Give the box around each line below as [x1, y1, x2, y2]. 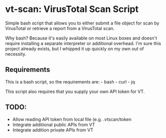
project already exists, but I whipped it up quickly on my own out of [5, 45, 144, 51]
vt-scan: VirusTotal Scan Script [5, 3, 139, 15]
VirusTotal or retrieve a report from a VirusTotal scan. [5, 25, 115, 31]
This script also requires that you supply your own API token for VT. [5, 88, 145, 94]
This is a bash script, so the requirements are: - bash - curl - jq [5, 78, 135, 84]
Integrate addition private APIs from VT [12, 126, 94, 133]
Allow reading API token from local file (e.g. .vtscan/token [12, 116, 132, 122]
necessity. [5, 51, 27, 57]
